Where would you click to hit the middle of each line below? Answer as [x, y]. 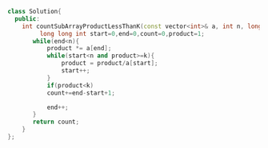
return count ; [56, 122]
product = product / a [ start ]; [110, 64]
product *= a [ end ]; [79, 49]
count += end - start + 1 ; [81, 93]
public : [28, 19]
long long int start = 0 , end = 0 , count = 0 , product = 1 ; [122, 33]
